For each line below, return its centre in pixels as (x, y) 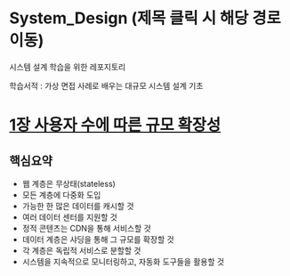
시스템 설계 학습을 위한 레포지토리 (68, 67)
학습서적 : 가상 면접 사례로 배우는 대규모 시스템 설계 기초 (106, 85)
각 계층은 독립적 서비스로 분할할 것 (81, 250)
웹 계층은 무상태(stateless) (68, 183)
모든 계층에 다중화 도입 (61, 195)
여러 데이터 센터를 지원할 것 (70, 217)
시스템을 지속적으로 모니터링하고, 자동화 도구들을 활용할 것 (123, 261)
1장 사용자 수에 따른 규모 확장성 (115, 125)
